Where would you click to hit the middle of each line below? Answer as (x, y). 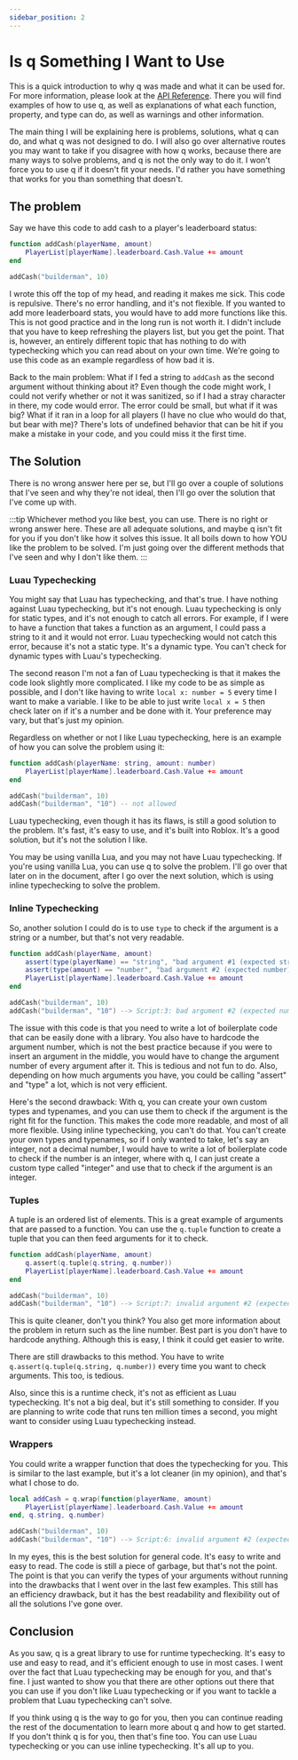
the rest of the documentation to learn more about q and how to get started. (148, 1727)
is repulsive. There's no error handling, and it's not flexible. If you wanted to (147, 303)
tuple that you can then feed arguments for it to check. (109, 1238)
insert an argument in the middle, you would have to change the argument (144, 1056)
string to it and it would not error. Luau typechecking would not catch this (143, 637)
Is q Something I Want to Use (117, 61)
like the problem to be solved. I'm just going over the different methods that (147, 547)
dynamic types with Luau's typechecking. (86, 656)
